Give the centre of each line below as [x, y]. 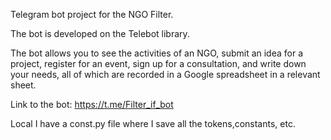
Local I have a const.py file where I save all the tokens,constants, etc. [153, 123]
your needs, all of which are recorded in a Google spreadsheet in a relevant [165, 74]
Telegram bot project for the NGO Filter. [92, 14]
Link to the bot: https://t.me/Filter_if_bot [92, 104]
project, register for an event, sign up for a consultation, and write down [158, 63]
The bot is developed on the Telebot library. [100, 33]
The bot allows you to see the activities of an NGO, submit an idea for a [157, 53]
